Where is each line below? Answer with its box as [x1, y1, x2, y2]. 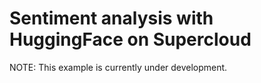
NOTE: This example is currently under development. [9, 61, 228, 73]
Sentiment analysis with [9, 7, 214, 30]
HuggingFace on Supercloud [9, 28, 252, 51]
